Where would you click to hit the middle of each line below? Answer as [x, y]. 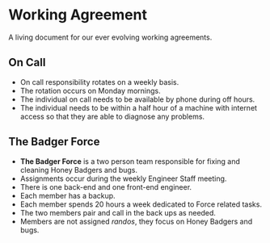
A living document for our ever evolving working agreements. [110, 37]
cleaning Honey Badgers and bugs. [79, 170]
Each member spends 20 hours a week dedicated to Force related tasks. [141, 204]
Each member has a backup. [67, 195]
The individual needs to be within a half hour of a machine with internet [138, 107]
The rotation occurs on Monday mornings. [91, 90]
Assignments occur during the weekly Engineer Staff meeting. [123, 178]
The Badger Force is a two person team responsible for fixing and [130, 161]
